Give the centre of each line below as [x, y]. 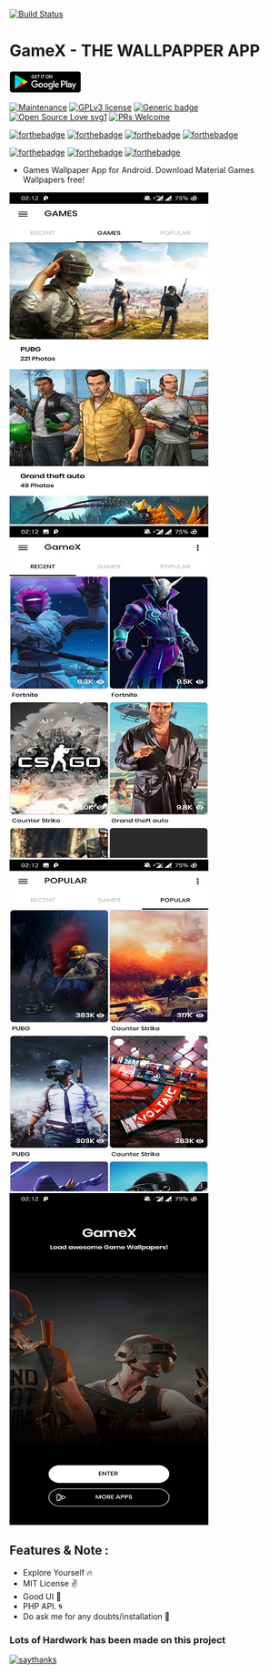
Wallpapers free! [53, 179]
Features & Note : [59, 1551]
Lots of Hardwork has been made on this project [118, 1639]
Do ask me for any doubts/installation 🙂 [96, 1616]
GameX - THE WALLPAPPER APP [135, 51]
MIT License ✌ [50, 1583]
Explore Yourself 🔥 [58, 1572]
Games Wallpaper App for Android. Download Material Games [138, 169]
